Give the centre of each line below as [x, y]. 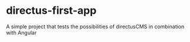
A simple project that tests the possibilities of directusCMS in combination [95, 26]
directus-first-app [51, 11]
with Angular [21, 32]
